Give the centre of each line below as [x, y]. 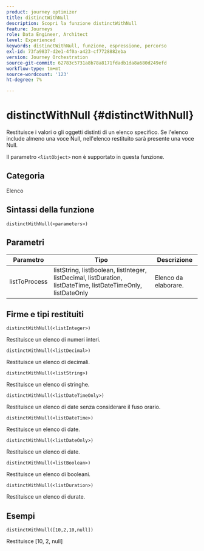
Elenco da [169, 278]
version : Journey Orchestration [47, 57]
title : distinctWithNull [38, 18]
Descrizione [175, 259]
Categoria [25, 176]
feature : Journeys [29, 29]
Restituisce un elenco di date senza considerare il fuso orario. [83, 407]
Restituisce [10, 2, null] [35, 541]
